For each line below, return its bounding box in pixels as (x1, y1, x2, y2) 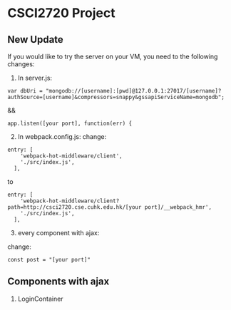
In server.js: (17, 73, 52, 82)
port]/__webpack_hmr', (144, 204, 212, 211)
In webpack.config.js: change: (17, 133, 107, 140)
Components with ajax (7, 276, 110, 288)
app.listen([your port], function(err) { (7, 120, 133, 127)
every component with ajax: (17, 229, 100, 237)
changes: (7, 60, 35, 68)
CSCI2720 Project (7, 5, 115, 21)
